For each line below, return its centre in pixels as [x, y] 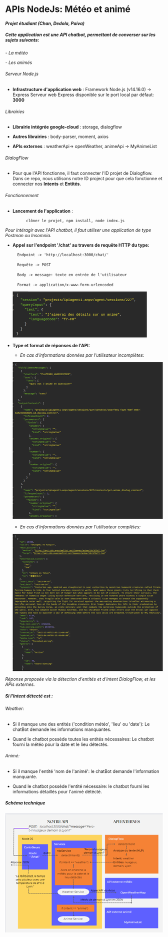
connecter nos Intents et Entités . [47, 184]
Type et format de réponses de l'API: [51, 345]
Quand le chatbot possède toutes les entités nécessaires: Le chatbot [83, 739]
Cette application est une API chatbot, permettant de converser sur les [80, 35]
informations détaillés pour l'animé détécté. [57, 791]
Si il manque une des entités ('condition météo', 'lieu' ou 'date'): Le [81, 724]
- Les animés [19, 62]
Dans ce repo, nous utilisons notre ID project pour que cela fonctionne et [87, 179]
